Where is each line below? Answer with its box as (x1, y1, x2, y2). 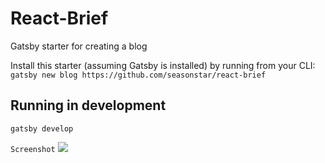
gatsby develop (10, 123, 74, 134)
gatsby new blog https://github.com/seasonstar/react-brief (10, 70, 267, 80)
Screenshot (10, 144, 56, 154)
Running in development (10, 97, 167, 114)
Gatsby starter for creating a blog (10, 40, 148, 52)
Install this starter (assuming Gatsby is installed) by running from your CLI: (10, 59, 316, 71)
